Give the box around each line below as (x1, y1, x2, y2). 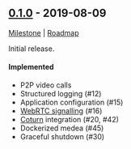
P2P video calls (19, 80, 72, 90)
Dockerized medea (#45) (19, 123, 104, 133)
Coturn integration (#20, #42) (19, 115, 120, 125)
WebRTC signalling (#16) (19, 106, 103, 116)
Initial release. (8, 44, 55, 53)
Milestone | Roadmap (8, 28, 79, 37)
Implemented (8, 62, 54, 72)
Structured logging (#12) (19, 89, 102, 99)
